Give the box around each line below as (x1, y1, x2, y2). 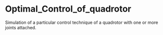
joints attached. (5, 24, 37, 30)
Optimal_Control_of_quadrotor (5, 3, 132, 15)
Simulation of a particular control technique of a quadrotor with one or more (5, 19, 159, 25)
